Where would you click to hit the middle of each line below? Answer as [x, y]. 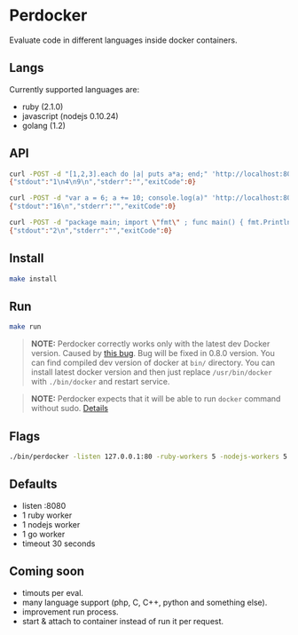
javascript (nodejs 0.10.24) [70, 115]
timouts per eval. [53, 592]
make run [25, 327]
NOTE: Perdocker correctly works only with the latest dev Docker [150, 344]
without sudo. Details [70, 409]
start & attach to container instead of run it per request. [123, 621]
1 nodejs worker [51, 524]
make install [33, 279]
